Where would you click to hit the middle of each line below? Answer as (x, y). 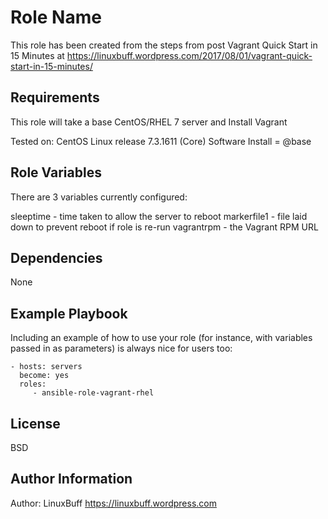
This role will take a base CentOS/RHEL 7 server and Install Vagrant (149, 122)
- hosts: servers (46, 367)
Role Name (56, 17)
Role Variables (56, 172)
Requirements (55, 97)
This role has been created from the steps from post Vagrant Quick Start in (164, 45)
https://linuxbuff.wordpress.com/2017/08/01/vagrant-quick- (189, 55)
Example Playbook (69, 313)
